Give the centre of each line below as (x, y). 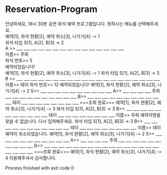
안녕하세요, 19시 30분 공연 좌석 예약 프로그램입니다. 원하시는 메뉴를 (71, 24)
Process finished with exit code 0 (40, 168)
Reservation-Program (51, 9)
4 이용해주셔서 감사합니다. (31, 158)
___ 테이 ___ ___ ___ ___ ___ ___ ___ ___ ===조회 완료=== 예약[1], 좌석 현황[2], (81, 102)
